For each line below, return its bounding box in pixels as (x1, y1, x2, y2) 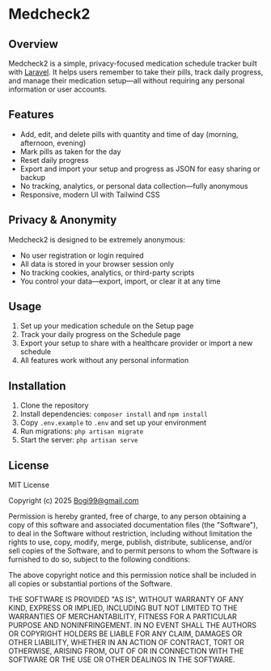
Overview (8, 37, 59, 51)
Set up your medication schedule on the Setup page (19, 321, 194, 331)
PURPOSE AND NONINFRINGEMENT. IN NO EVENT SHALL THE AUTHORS (8, 621, 257, 630)
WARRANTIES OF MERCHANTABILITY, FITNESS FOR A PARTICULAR (8, 612, 237, 622)
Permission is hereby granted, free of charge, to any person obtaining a (8, 511, 247, 521)
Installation (8, 378, 66, 393)
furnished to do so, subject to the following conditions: (8, 554, 190, 564)
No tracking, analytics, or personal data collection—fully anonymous (19, 181, 248, 190)
